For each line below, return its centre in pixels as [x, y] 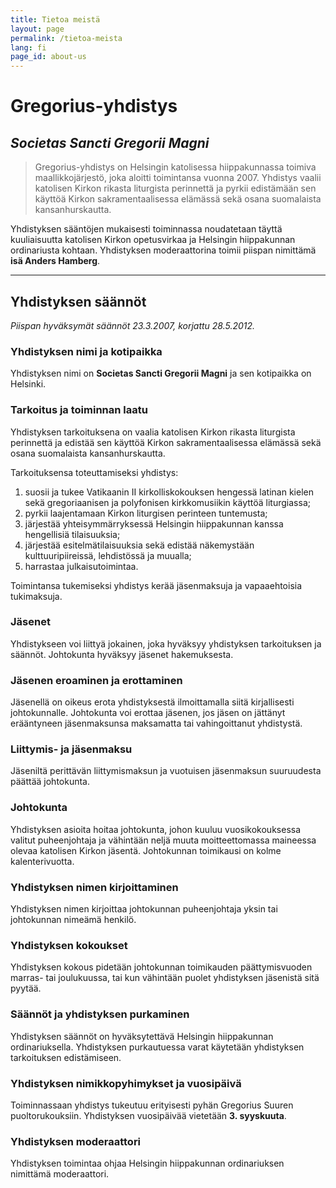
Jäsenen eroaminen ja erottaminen [96, 680]
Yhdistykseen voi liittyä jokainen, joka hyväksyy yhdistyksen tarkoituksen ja [166, 643]
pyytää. [26, 988]
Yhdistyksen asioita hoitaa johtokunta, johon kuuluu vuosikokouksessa [156, 829]
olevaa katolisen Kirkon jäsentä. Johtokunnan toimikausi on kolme [146, 850]
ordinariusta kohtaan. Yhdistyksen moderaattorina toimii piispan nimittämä [163, 250]
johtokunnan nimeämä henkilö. [73, 920]
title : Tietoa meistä [55, 19]
